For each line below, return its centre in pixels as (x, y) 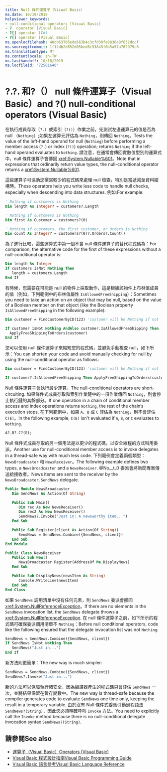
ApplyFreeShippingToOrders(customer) (49, 333)
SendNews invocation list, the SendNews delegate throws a (62, 612)
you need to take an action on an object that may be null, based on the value (83, 300)
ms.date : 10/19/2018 (27, 14)
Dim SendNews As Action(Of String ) (48, 493)
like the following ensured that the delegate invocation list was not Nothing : (82, 629)
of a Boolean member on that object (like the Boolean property (69, 305)
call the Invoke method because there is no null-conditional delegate (75, 716)
